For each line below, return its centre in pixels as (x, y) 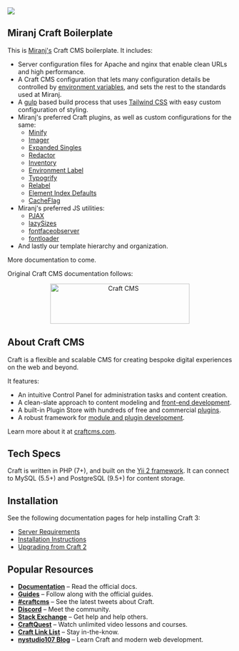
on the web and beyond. (43, 367)
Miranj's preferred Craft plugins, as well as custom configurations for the (124, 117)
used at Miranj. (40, 94)
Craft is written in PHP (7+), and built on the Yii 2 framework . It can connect (118, 471)
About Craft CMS (46, 343)
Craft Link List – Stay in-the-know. (68, 632)
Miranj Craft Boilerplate (60, 33)
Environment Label (56, 170)
